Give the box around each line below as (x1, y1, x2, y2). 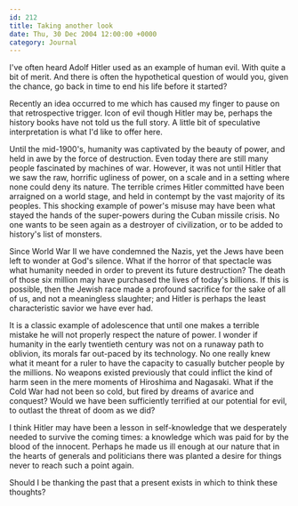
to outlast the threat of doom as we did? (9, 406, 156, 416)
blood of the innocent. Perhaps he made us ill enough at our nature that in (9, 441, 280, 452)
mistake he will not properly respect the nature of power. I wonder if (9, 330, 258, 341)
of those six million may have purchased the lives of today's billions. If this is (9, 275, 289, 285)
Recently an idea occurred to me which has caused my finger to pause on (9, 99, 280, 109)
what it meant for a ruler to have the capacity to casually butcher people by (9, 357, 285, 369)
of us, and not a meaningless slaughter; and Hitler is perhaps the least (9, 293, 267, 304)
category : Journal (9, 37, 77, 47)
